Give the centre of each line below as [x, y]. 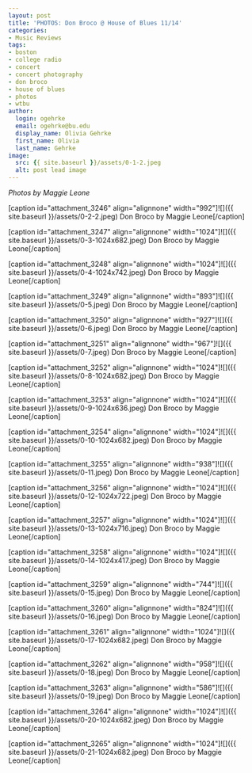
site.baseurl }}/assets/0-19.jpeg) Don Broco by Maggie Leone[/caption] [124, 696]
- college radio [35, 60]
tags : [17, 45]
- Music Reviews [35, 38]
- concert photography [46, 74]
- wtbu [19, 104]
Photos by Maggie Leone [49, 192]
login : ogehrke [40, 119]
